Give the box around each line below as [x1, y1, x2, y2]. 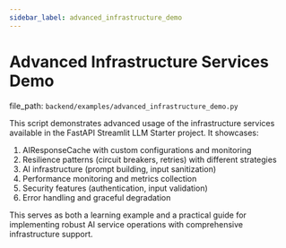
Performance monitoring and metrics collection [22, 173, 197, 184]
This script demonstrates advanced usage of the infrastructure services [9, 117, 275, 128]
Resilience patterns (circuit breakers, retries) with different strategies [22, 154, 277, 165]
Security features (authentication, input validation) [22, 183, 208, 193]
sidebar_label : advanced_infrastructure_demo [9, 13, 182, 22]
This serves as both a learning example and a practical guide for [9, 210, 247, 220]
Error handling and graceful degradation [22, 192, 171, 202]
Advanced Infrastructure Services [9, 51, 269, 72]
